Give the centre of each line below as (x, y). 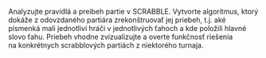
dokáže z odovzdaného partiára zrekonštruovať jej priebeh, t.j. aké (117, 20)
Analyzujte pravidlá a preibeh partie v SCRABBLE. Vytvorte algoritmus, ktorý (133, 12)
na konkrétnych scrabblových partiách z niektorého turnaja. (106, 45)
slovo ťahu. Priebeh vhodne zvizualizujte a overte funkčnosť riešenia (121, 37)
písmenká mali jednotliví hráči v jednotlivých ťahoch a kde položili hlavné (127, 28)
